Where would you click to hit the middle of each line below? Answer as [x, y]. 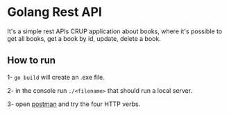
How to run [32, 61]
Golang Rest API [54, 12]
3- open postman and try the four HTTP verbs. [74, 104]
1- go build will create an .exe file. [56, 77]
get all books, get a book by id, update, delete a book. [84, 38]
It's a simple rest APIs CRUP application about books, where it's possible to [115, 31]
